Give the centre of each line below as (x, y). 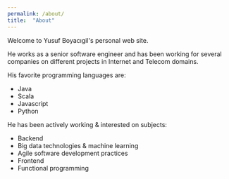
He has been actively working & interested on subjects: (87, 124)
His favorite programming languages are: (67, 75)
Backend (30, 138)
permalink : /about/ (36, 14)
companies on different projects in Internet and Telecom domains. (103, 61)
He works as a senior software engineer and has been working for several (114, 54)
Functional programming (53, 168)
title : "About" (31, 20)
